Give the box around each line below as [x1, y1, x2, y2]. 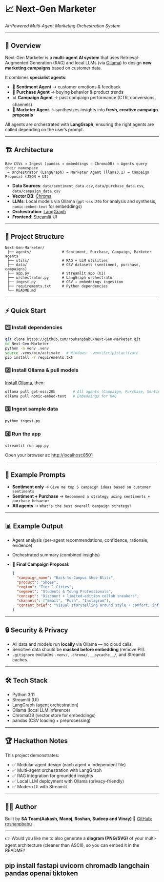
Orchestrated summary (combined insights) [12, 552, 100, 558]
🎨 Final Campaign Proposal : [12, 561, 70, 567]
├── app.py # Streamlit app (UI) [7, 271, 106, 276]
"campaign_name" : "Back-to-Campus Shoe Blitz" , [17, 575, 116, 580]
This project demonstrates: [5, 752, 60, 758]
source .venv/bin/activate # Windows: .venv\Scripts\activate [5, 350, 139, 355]
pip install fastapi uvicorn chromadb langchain [5, 861, 150, 870]
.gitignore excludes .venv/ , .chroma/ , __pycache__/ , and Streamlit [12, 652, 145, 657]
